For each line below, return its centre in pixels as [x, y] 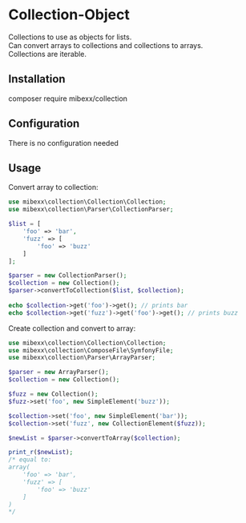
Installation [37, 79]
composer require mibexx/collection [68, 99]
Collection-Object [69, 15]
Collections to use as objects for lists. [70, 37]
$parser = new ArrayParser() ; [59, 372]
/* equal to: [30, 460]
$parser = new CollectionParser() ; [68, 276]
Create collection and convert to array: [72, 328]
